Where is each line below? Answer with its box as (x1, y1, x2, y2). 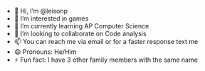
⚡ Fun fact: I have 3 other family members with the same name (14, 55, 198, 64)
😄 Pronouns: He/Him (14, 48, 77, 56)
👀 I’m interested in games (14, 14, 89, 23)
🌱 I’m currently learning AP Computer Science (14, 22, 149, 30)
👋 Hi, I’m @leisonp (14, 7, 68, 15)
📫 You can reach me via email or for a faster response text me (14, 38, 199, 45)
